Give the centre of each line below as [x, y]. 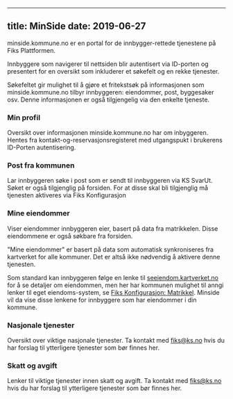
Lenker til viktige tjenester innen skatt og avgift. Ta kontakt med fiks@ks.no [114, 381]
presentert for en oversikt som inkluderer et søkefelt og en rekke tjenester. [113, 71]
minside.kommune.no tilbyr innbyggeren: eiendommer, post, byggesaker [111, 92]
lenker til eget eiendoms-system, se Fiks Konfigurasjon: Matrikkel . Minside [113, 292]
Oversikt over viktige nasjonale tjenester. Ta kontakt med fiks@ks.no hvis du [116, 340]
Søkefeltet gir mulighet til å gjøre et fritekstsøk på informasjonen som [106, 85]
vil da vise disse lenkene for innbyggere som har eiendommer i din [102, 300]
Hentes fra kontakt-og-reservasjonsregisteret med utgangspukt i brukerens [115, 140]
